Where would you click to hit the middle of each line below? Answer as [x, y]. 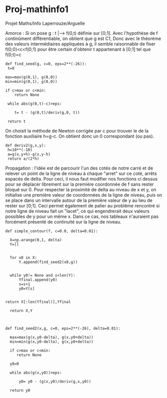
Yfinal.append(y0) [38, 280]
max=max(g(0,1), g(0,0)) [31, 77]
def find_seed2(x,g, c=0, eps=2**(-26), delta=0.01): [63, 328]
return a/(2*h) [23, 159]
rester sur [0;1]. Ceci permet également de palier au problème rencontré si [82, 205]
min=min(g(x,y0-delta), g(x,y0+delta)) [52, 342]
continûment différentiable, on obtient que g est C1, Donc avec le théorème [83, 38]
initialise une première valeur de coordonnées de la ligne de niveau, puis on [84, 195]
